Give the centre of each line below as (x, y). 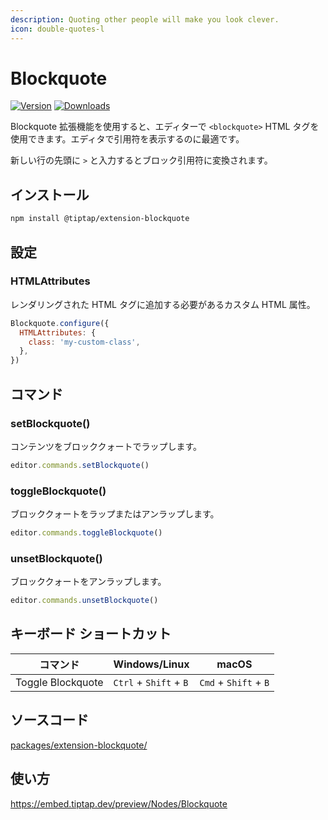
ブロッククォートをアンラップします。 (88, 582)
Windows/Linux (151, 664)
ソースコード (49, 720)
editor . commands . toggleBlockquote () (86, 533)
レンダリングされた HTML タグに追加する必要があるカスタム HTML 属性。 (163, 304)
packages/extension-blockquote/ (79, 745)
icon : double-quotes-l (57, 29)
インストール (50, 194)
